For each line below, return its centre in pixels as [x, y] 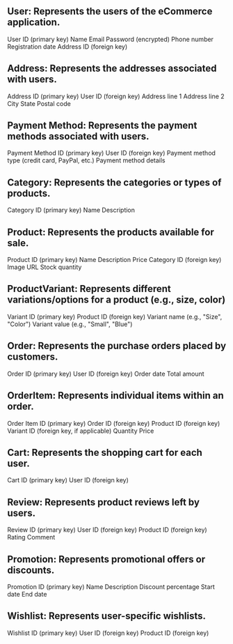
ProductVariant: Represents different [89, 289]
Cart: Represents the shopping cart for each [105, 452]
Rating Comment [31, 537]
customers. [33, 357]
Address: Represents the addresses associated [112, 69]
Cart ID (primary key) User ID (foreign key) [68, 480]
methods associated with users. [78, 136]
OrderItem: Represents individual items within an [115, 396]
